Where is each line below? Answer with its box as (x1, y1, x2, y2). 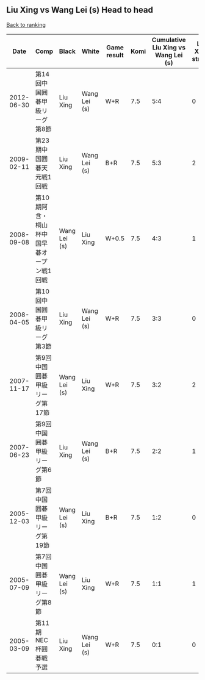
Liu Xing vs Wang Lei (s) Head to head (6, 5, 154, 15)
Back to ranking (6, 21, 46, 28)
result (106, 51, 124, 59)
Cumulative (151, 35, 186, 44)
